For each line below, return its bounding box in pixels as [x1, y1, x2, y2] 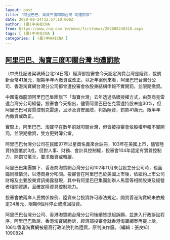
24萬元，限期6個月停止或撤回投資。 [9, 200, 85, 206]
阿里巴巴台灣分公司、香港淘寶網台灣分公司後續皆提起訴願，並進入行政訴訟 [5, 212, 160, 218]
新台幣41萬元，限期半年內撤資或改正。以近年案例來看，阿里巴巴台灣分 [5, 77, 152, 83]
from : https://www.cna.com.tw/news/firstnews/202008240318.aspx [5, 26, 144, 32]
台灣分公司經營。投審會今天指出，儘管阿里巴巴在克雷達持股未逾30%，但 [9, 100, 162, 106]
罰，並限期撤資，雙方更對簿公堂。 [5, 130, 76, 136]
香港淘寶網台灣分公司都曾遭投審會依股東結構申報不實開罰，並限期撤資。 [14, 83, 165, 89]
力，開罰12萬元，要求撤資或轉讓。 [5, 154, 77, 160]
